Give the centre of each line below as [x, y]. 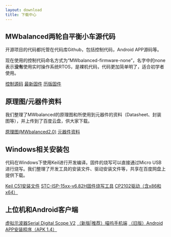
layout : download [24, 10]
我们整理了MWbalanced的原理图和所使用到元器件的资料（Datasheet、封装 [83, 115]
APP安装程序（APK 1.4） [31, 229]
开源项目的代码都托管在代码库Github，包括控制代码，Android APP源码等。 [83, 50]
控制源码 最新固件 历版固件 [33, 84]
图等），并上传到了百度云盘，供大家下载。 [49, 121]
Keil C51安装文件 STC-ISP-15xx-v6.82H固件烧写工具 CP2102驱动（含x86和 [83, 186]
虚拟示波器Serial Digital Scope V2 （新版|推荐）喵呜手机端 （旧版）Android [84, 223]
